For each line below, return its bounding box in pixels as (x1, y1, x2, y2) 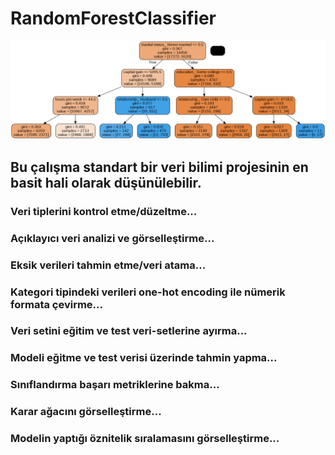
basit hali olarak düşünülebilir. (10, 174, 202, 191)
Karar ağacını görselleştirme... (10, 405, 162, 419)
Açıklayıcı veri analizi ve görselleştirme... (10, 231, 215, 245)
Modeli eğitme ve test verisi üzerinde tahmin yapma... (10, 351, 278, 365)
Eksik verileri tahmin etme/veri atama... (10, 258, 207, 272)
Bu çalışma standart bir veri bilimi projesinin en (10, 158, 309, 176)
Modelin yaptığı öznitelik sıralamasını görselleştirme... (10, 432, 280, 446)
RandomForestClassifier (10, 7, 217, 30)
